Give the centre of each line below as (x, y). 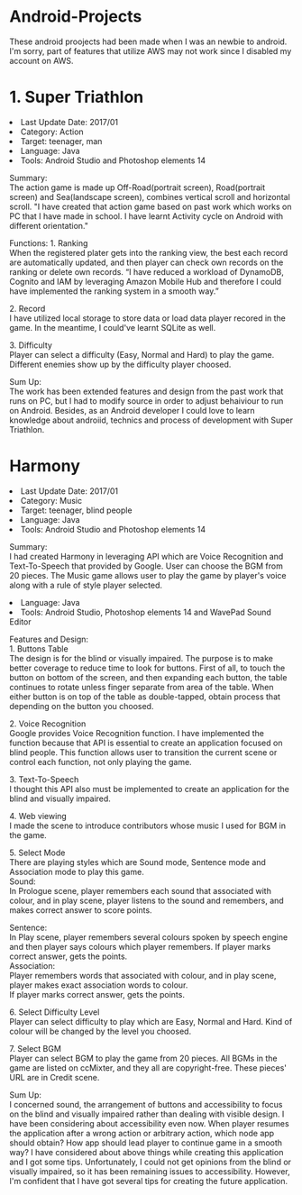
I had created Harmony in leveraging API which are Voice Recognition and (146, 556)
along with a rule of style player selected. (86, 585)
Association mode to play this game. (77, 871)
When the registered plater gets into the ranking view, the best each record (149, 252)
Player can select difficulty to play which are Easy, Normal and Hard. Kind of (151, 1021)
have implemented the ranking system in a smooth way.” (114, 291)
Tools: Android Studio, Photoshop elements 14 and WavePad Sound (146, 612)
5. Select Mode (37, 853)
